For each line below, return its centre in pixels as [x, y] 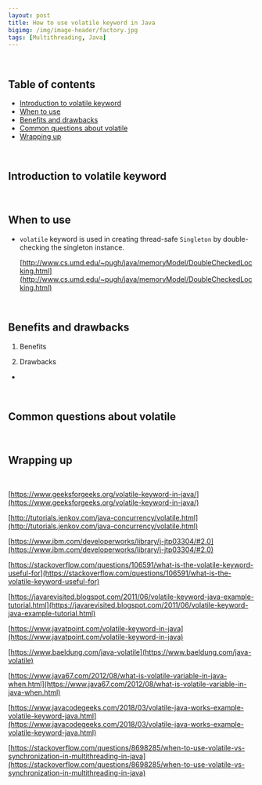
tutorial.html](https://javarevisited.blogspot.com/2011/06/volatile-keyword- [128, 605]
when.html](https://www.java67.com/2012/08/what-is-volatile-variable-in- [128, 685]
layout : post [29, 15]
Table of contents [52, 84]
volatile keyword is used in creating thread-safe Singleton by [120, 239]
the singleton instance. [88, 247]
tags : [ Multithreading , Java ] [57, 37]
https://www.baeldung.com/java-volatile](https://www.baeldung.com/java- [131, 652]
